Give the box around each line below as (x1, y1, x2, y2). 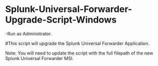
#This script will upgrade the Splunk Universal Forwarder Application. (5, 40, 150, 46)
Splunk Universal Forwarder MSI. (5, 55, 74, 61)
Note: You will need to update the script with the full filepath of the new (5, 50, 153, 56)
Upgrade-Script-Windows (5, 14, 117, 25)
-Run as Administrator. (5, 30, 52, 36)
